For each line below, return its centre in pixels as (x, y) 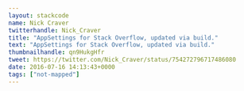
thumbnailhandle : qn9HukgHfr (56, 52)
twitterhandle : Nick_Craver (55, 30)
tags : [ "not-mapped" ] (44, 74)
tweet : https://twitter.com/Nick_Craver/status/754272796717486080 (122, 60)
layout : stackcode (39, 15)
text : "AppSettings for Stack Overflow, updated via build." (112, 45)
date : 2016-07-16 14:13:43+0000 (62, 67)
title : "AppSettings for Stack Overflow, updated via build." (113, 38)
